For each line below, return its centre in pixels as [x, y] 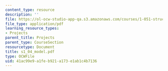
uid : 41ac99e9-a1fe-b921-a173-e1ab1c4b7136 [51, 61]
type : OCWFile [20, 56]
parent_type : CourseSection [34, 42]
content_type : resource [30, 10]
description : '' [22, 14]
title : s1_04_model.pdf [30, 51]
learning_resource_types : [32, 28]
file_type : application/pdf [34, 24]
